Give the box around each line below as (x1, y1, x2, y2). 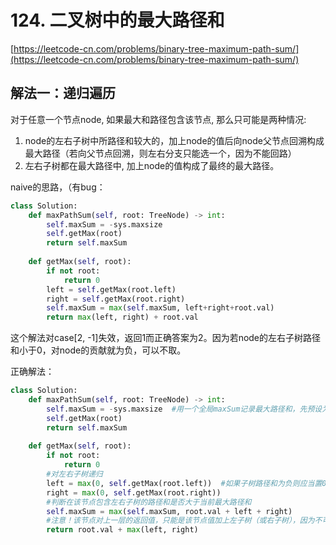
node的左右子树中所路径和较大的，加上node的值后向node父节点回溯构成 (24, 134, 325, 146)
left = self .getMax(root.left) (46, 284, 177, 295)
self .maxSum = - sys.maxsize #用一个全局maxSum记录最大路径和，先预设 (46, 404, 323, 414)
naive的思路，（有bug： (10, 181, 106, 193)
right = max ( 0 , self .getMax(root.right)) (46, 487, 222, 498)
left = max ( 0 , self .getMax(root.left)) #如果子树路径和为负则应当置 (46, 478, 323, 488)
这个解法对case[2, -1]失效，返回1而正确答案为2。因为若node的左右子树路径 (10, 332, 322, 344)
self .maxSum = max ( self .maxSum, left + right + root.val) (46, 303, 275, 313)
